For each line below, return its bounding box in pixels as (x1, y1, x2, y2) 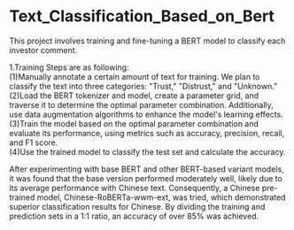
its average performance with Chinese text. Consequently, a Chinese (9, 182, 260, 193)
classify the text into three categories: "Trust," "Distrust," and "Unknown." (9, 80, 278, 91)
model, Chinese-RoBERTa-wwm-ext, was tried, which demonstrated (36, 192, 286, 203)
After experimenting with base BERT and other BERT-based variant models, (9, 164, 285, 174)
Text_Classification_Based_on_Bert (9, 6, 275, 27)
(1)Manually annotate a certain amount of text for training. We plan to (9, 71, 260, 81)
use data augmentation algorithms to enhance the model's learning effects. (9, 109, 283, 119)
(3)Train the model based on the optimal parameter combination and (9, 118, 259, 129)
